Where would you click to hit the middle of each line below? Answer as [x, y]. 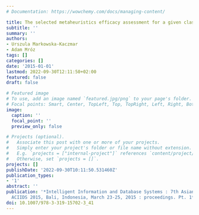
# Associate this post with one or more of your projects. [83, 142]
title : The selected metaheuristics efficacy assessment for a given [94, 22]
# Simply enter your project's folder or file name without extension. [99, 148]
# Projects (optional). [36, 137]
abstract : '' [22, 187]
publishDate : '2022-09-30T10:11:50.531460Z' [62, 170]
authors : [17, 39]
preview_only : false [37, 126]
